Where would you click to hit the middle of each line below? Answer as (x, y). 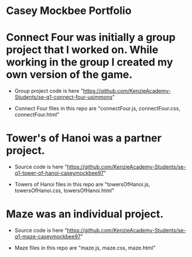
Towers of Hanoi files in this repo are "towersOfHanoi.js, (82, 185)
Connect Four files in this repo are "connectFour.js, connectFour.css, (97, 109)
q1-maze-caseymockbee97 (47, 237)
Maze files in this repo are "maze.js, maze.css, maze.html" (85, 248)
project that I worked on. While (82, 50)
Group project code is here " (49, 91)
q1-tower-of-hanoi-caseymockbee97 (59, 173)
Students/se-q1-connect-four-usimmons (64, 97)
